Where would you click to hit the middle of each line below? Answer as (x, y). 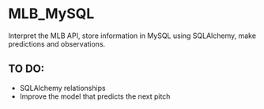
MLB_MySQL (51, 14)
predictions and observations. (57, 43)
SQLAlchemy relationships (62, 88)
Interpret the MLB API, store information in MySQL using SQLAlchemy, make (132, 36)
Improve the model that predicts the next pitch (95, 96)
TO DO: (26, 69)
